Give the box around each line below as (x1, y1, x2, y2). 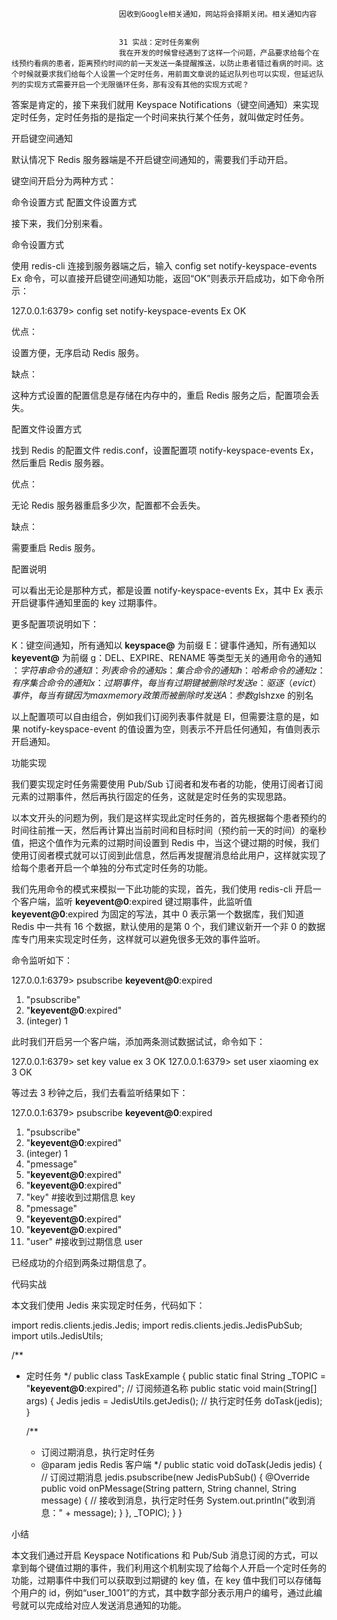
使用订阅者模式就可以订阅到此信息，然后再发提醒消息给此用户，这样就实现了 (11, 849, 327, 861)
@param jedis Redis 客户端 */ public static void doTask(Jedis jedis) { (40, 1459, 323, 1470)
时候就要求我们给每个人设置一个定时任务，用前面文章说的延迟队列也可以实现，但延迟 (18, 69, 317, 79)
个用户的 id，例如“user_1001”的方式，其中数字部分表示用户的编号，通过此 (11, 1587, 314, 1598)
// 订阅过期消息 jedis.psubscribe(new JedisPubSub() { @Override (40, 1471, 311, 1483)
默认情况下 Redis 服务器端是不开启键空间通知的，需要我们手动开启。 (11, 154, 294, 165)
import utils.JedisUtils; (11, 1330, 104, 1342)
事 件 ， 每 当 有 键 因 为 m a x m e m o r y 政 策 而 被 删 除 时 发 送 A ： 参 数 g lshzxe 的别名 (11, 689, 314, 701)
